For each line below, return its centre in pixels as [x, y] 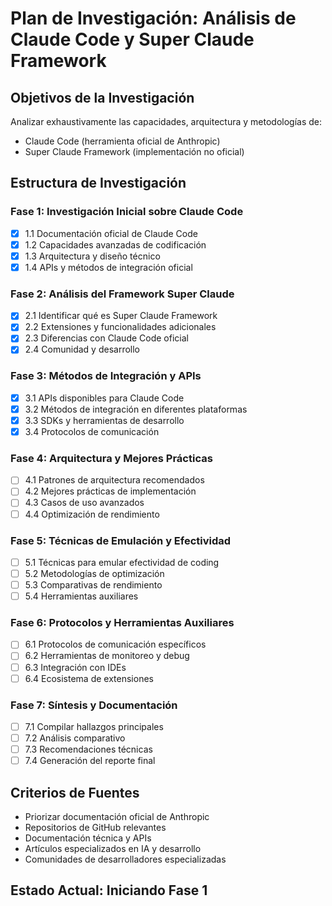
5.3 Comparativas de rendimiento [93, 585]
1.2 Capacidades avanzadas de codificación [115, 244]
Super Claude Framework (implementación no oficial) [134, 151]
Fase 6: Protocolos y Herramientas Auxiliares [122, 623]
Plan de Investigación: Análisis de [153, 18]
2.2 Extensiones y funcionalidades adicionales [120, 327]
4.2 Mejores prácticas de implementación [110, 491]
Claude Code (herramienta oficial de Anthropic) [122, 141]
